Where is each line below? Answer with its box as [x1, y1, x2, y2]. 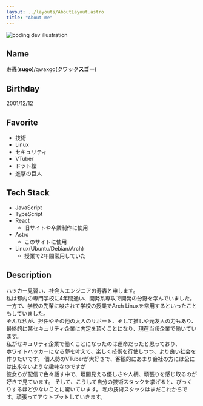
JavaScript [15, 204, 42, 211]
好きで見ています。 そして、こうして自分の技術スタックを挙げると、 [6, 377, 177, 385]
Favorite [6, 117, 38, 127]
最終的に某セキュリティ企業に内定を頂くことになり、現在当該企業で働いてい [6, 325, 197, 332]
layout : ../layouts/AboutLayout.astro [6, 8, 104, 15]
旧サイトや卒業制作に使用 [24, 224, 88, 231]
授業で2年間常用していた [24, 252, 86, 259]
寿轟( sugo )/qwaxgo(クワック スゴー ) [6, 66, 97, 73]
